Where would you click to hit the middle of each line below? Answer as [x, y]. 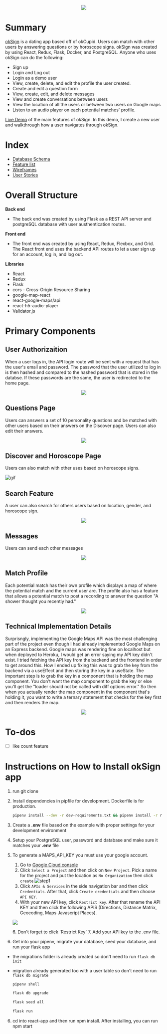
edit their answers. [24, 431]
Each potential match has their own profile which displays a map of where [81, 585]
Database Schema [31, 159]
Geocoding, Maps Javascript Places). [58, 913]
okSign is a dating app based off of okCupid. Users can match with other [80, 41]
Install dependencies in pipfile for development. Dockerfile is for [78, 801]
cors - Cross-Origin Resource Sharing [51, 289]
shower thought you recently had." [41, 601]
